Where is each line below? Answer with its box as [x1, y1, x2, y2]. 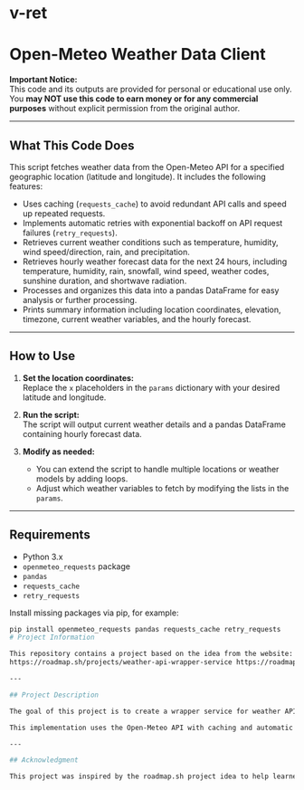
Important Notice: [9, 74, 79, 85]
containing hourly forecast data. [22, 428, 142, 439]
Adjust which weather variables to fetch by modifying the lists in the [35, 482, 290, 493]
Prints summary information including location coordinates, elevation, [22, 304, 282, 315]
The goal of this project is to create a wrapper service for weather [9, 707, 281, 716]
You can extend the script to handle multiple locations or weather [35, 463, 280, 474]
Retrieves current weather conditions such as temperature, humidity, [22, 236, 279, 247]
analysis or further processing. [22, 294, 138, 305]
